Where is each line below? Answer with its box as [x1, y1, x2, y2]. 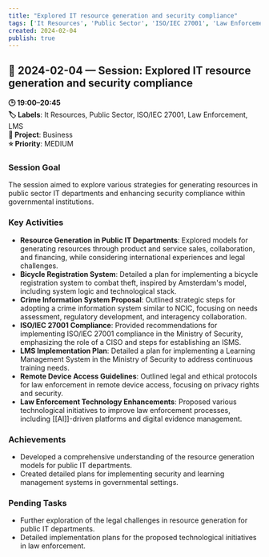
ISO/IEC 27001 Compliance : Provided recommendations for [19, 320, 218, 330]
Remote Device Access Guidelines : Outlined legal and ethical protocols [19, 371, 258, 381]
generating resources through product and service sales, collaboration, [19, 243, 255, 253]
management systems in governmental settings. [19, 477, 179, 487]
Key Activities [8, 217, 64, 228]
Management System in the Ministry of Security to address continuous [19, 354, 254, 364]
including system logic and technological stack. [19, 286, 177, 296]
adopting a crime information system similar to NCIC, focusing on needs [19, 303, 258, 313]
